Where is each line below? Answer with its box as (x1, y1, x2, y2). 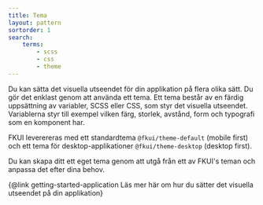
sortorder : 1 (8, 26, 51, 34)
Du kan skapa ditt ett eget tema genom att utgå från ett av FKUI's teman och (8, 156, 256, 166)
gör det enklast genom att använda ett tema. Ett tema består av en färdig (8, 92, 244, 102)
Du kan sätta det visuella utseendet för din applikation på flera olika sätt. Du (8, 84, 254, 93)
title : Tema (8, 11, 47, 20)
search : (8, 33, 34, 42)
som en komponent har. (8, 117, 85, 126)
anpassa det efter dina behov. (8, 164, 105, 174)
